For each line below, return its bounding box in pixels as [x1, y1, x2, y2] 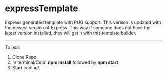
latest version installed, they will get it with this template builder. [5, 30, 136, 36]
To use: [5, 44, 21, 50]
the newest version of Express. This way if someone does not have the [5, 24, 151, 30]
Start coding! [12, 64, 39, 70]
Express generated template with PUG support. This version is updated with [5, 19, 161, 25]
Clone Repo [12, 54, 37, 60]
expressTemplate [5, 3, 78, 14]
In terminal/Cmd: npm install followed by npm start [12, 59, 118, 65]
